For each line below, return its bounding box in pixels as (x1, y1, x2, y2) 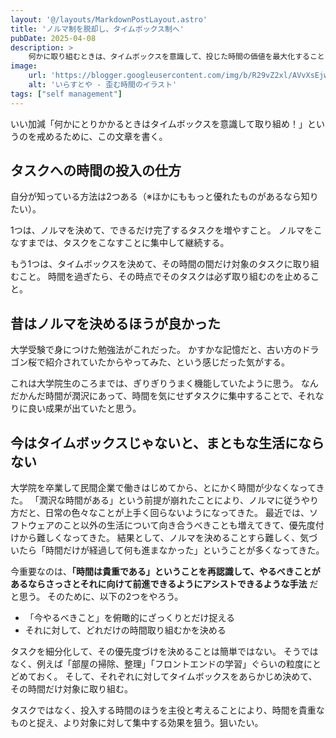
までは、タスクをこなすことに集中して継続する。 (27, 237, 230, 249)
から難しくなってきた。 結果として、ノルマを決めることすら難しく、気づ (18, 532, 318, 544)
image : (10, 61, 38, 71)
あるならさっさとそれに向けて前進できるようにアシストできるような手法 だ (10, 578, 319, 590)
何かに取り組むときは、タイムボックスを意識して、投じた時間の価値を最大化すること (28, 52, 325, 62)
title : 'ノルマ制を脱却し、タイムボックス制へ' (10, 24, 185, 34)
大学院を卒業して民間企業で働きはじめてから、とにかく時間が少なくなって (10, 482, 317, 494)
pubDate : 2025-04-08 (10, 33, 97, 43)
